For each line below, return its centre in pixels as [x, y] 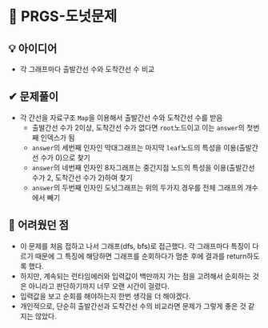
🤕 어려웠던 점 [39, 225]
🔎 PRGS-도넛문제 [63, 16]
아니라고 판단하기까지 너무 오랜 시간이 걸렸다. [99, 286]
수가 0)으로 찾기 [65, 158]
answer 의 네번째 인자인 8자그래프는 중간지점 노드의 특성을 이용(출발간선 [143, 167]
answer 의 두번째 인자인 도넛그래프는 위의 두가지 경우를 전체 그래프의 [138, 187]
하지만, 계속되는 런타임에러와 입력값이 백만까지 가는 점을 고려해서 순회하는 [135, 276]
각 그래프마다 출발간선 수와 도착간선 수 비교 [87, 69]
